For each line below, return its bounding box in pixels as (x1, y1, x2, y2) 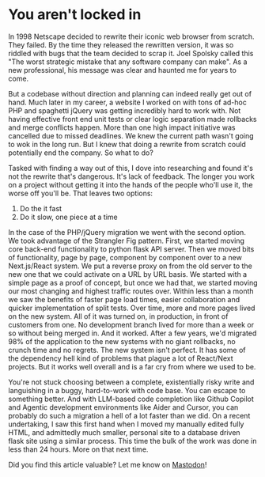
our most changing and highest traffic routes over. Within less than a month (8, 286, 255, 296)
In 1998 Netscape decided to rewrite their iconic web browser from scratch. (8, 32, 255, 41)
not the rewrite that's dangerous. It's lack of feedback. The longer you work (8, 172, 255, 181)
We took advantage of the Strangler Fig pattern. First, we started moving (8, 236, 245, 245)
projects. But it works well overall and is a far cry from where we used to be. (8, 362, 256, 371)
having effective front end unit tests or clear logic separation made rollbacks (8, 114, 257, 123)
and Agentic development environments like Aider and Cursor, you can (8, 402, 239, 412)
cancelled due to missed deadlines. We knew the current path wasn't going (8, 131, 255, 140)
